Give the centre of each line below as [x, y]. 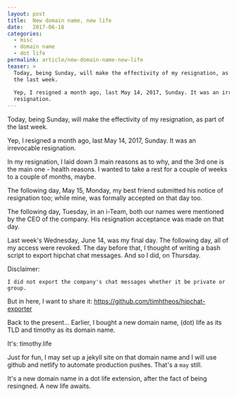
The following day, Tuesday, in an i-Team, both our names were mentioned [116, 212]
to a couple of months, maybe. [52, 177]
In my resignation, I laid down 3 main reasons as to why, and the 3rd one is [116, 162]
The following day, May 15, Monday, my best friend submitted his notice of [115, 190]
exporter [20, 309]
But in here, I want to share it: [50, 301]
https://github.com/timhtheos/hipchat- [150, 301]
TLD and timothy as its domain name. [61, 330]
